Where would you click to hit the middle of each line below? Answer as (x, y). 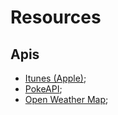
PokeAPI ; (43, 89)
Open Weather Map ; (66, 99)
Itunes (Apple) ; (55, 78)
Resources (56, 17)
